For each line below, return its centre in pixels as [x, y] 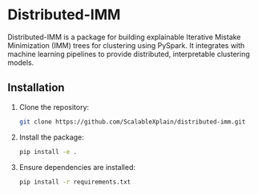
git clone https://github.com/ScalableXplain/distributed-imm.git [132, 122]
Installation [36, 88]
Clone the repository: [54, 107]
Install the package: [52, 137]
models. [21, 63]
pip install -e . [48, 152]
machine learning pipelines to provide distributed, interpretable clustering [129, 54]
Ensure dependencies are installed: [77, 167]
